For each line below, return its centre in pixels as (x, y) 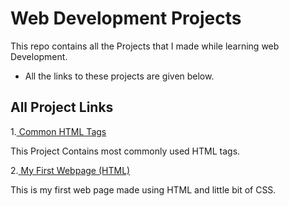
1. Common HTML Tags (58, 131)
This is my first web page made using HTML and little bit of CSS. (143, 189)
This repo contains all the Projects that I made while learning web (145, 46)
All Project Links (62, 107)
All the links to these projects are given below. (119, 76)
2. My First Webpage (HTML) (70, 170)
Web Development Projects (126, 18)
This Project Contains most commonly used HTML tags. (125, 151)
